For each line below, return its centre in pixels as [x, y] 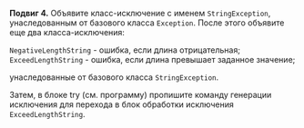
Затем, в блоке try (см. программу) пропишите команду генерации [141, 95]
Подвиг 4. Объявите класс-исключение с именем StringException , [140, 13]
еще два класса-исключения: [67, 32]
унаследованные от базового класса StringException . [114, 77]
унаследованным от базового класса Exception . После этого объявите [147, 23]
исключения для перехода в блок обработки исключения [122, 104]
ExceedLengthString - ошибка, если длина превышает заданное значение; [152, 59]
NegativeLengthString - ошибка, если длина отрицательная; [125, 50]
